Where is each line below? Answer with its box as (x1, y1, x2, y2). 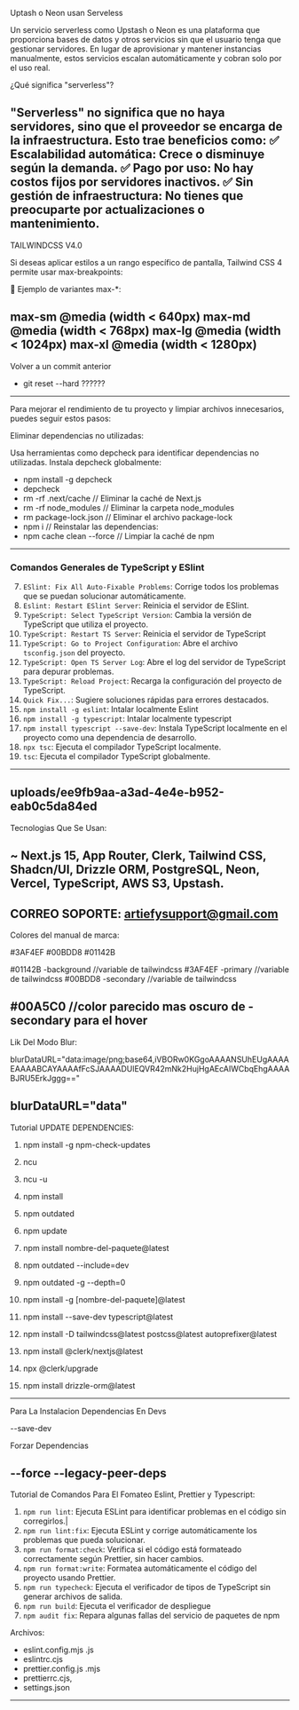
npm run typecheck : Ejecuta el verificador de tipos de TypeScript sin (22, 1582, 271, 1593)
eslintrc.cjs (22, 1654, 63, 1665)
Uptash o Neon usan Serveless (10, 8, 123, 18)
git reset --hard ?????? (22, 377, 106, 389)
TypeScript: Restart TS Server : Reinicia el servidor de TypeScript (22, 628, 266, 638)
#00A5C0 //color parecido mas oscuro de (10, 999, 247, 1015)
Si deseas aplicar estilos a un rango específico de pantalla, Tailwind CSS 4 (10, 257, 283, 267)
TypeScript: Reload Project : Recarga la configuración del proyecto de (22, 675, 282, 686)
